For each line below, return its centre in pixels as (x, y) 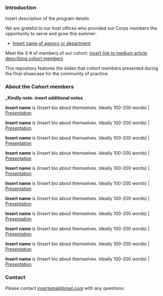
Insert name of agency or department (51, 43)
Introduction (21, 8)
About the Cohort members (40, 87)
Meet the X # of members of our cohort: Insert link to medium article (76, 53)
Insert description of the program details (47, 19)
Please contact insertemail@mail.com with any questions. (65, 288)
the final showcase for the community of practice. (57, 74)
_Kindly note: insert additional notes (44, 98)
